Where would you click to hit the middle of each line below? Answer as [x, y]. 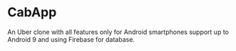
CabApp [32, 12]
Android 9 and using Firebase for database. [71, 39]
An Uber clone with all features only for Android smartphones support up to [118, 32]
